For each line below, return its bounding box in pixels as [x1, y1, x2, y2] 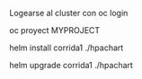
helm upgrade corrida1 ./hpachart [9, 60, 133, 70]
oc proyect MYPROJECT [9, 25, 101, 35]
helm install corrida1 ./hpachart [9, 42, 124, 53]
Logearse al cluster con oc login [9, 8, 129, 18]
